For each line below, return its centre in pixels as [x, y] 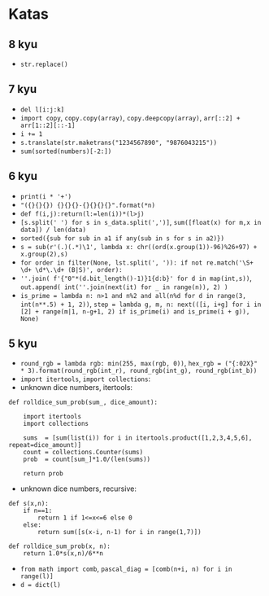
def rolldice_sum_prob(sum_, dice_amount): [83, 403]
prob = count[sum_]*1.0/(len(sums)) [87, 460]
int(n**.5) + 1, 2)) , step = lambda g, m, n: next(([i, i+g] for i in [141, 304]
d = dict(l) [40, 585]
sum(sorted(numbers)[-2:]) [66, 151]
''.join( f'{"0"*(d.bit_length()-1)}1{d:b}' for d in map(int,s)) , [136, 278]
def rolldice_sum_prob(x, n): [60, 546]
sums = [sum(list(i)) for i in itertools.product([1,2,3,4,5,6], [138, 438]
